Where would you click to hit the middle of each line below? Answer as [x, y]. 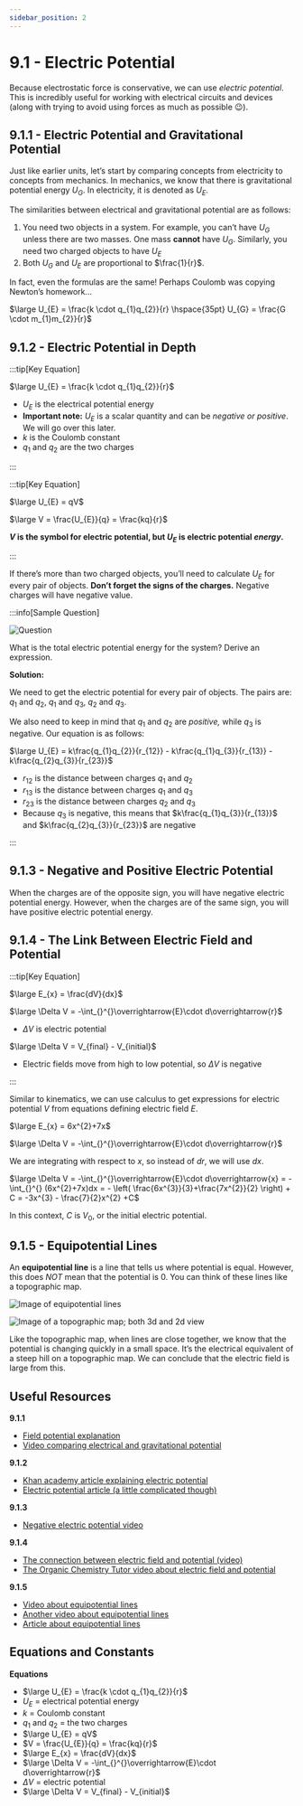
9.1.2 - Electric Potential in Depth [103, 348]
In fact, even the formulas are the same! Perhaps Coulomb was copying [142, 282]
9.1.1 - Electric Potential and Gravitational [126, 135]
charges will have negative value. [71, 595]
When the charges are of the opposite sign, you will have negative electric [147, 892]
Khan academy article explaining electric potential [115, 1480]
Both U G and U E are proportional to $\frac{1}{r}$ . [113, 263]
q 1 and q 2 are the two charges [78, 448]
